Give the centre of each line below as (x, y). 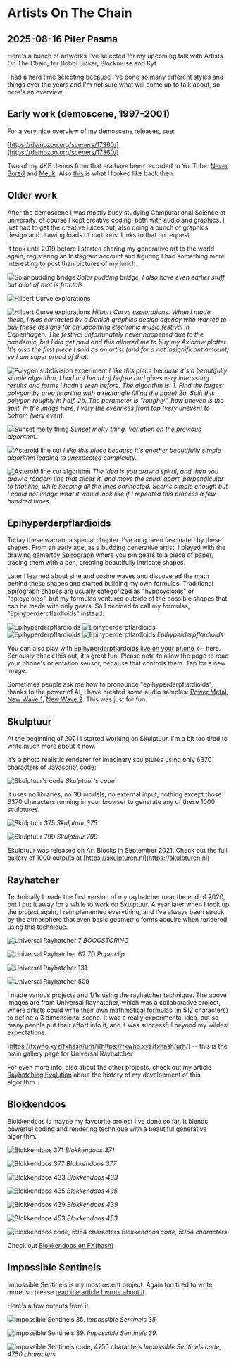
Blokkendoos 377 (91, 1163)
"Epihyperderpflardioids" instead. (56, 613)
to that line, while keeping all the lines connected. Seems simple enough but (118, 486)
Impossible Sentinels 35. (122, 1319)
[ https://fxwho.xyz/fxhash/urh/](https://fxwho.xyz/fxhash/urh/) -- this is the (117, 1046)
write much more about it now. (51, 746)
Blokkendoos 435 (92, 1191)
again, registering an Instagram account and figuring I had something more (116, 256)
